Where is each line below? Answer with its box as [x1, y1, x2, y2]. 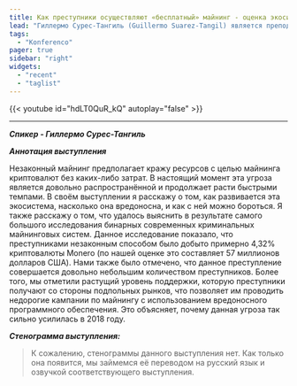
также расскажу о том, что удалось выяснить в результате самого [9, 210, 263, 220]
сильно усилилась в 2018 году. [9, 313, 126, 324]
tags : [9, 29, 29, 38]
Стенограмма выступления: [9, 330, 121, 341]
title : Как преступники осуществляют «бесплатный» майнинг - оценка [9, 12, 267, 22]
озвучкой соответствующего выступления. [30, 367, 194, 377]
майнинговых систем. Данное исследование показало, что [9, 228, 234, 239]
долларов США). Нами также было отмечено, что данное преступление [9, 257, 282, 267]
